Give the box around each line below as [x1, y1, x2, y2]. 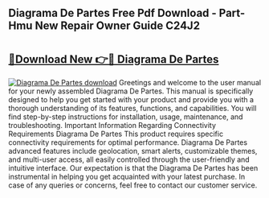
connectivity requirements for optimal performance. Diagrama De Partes [8, 138, 247, 147]
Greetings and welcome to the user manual [119, 78, 262, 87]
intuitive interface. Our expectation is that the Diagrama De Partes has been [8, 163, 259, 172]
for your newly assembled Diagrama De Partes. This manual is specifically [8, 86, 254, 96]
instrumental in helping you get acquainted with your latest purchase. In [8, 172, 246, 181]
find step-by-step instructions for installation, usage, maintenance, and [8, 112, 243, 122]
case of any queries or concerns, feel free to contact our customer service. [8, 180, 258, 190]
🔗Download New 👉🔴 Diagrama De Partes [8, 52, 219, 66]
